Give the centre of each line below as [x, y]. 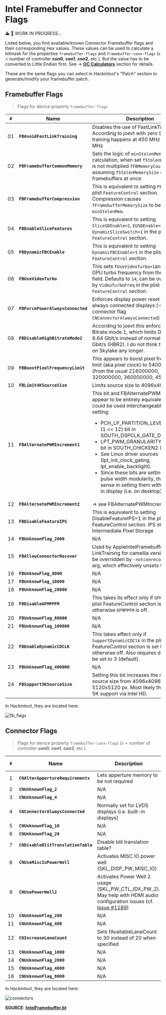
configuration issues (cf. [125, 901]
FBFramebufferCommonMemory [51, 166]
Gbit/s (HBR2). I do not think [125, 344]
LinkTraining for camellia [121, 553]
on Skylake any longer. [118, 350]
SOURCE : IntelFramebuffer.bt [36, 1008]
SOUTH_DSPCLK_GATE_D [131, 435]
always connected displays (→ [127, 305]
